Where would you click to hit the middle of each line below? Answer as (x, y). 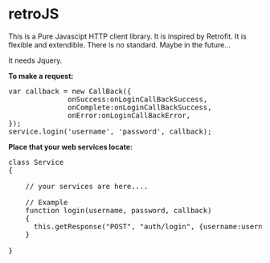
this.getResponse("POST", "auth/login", (114, 226)
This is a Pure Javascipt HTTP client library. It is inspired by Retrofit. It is (127, 36)
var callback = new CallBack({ (70, 91)
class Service (36, 162)
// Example (47, 202)
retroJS (34, 14)
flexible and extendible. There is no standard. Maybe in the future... (120, 44)
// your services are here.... (87, 186)
